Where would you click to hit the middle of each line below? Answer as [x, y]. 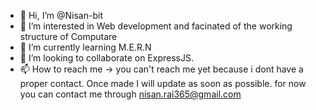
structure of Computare [68, 36]
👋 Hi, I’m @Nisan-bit [61, 15]
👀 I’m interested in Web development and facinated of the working [156, 26]
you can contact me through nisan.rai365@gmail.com [130, 94]
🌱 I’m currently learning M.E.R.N [85, 47]
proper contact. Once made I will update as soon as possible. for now [163, 83]
